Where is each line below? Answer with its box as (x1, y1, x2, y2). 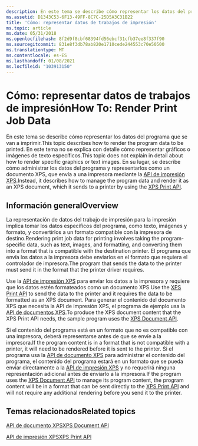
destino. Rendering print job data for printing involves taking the (6, 235, 160, 242)
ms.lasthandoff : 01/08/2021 (6, 58, 75, 64)
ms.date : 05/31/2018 (6, 31, 57, 37)
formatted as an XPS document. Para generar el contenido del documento (6, 296, 186, 303)
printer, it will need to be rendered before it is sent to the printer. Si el (6, 345, 173, 352)
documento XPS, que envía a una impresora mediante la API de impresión (6, 171, 185, 178)
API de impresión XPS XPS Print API (6, 433, 92, 440)
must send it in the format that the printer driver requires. (6, 266, 144, 273)
